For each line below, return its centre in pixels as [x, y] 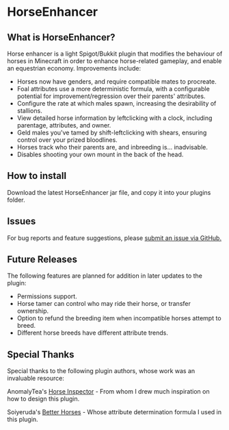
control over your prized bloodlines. [67, 140]
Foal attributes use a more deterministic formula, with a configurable [113, 89]
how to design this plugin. [43, 399]
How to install [37, 176]
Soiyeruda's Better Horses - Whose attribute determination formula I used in [114, 412]
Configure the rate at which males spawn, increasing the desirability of [117, 103]
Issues [22, 221]
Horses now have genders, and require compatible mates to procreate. [117, 82]
